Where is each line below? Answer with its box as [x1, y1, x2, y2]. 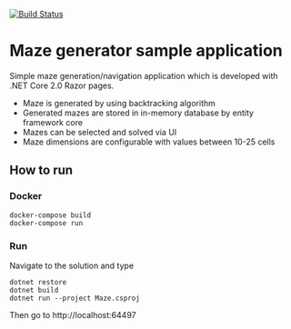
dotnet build [9, 285, 59, 294]
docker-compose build [9, 210, 92, 220]
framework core [22, 116, 84, 127]
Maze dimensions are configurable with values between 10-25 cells [22, 136, 276, 147]
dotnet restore [9, 277, 67, 286]
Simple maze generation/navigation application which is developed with [9, 70, 279, 81]
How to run [9, 163, 74, 178]
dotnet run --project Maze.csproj [9, 294, 141, 303]
